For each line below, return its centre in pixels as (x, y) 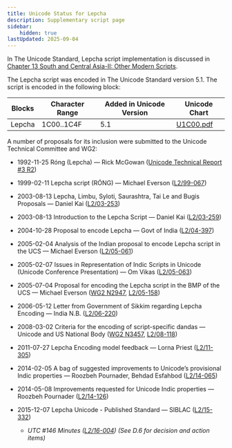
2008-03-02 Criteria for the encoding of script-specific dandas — (111, 327)
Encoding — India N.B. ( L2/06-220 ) (68, 314)
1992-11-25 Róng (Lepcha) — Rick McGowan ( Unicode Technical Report (119, 162)
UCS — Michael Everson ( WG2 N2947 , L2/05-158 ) (89, 293)
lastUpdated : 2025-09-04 (43, 39)
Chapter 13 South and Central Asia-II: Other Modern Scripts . (93, 66)
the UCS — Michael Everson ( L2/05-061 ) (75, 251)
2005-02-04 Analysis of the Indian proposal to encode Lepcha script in (119, 244)
